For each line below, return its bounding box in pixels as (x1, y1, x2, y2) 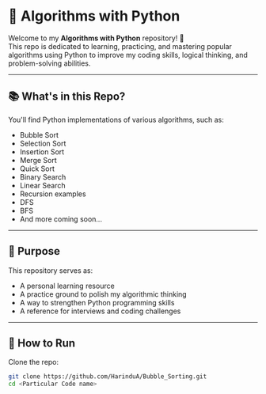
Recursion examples (19, 189, 86, 199)
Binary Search (19, 172, 66, 181)
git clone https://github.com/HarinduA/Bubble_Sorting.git (8, 373, 207, 381)
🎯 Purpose (8, 244, 61, 258)
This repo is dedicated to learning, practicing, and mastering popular (8, 41, 232, 51)
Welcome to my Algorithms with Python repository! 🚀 (8, 33, 184, 43)
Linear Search (19, 180, 66, 190)
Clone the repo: (8, 358, 59, 367)
